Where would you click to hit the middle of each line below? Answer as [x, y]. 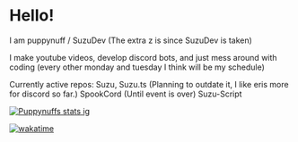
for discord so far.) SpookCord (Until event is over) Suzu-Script [126, 94]
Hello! [32, 16]
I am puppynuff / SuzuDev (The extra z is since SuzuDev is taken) [131, 40]
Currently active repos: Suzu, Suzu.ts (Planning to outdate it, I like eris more [149, 84]
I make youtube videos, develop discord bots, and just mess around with [143, 57]
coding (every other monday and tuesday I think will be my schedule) [137, 67]
